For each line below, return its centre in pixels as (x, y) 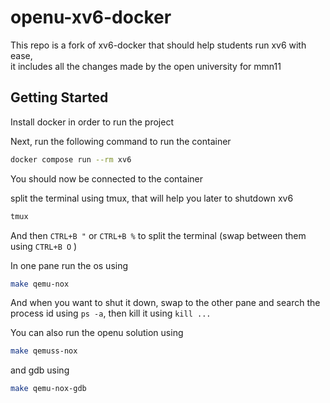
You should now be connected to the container (106, 178)
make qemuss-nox (44, 351)
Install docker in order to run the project (92, 122)
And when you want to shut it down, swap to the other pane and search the (165, 303)
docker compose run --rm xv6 (71, 159)
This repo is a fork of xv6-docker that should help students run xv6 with (158, 45)
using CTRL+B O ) (44, 246)
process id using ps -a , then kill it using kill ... (111, 313)
